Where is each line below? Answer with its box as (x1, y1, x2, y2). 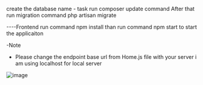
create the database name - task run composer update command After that (6, 5, 195, 12)
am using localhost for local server (15, 60, 102, 67)
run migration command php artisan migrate (6, 12, 117, 19)
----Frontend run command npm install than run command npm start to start (6, 24, 198, 30)
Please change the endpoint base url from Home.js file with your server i (15, 53, 197, 60)
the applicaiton (6, 30, 44, 37)
